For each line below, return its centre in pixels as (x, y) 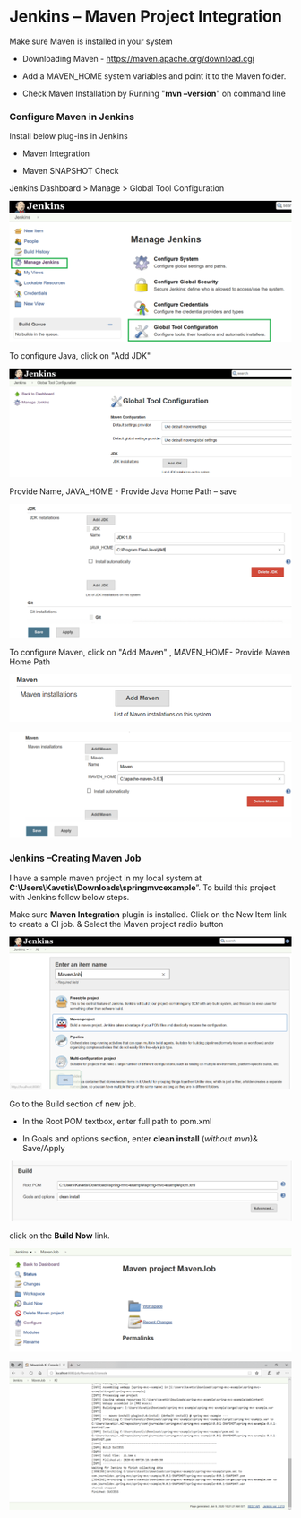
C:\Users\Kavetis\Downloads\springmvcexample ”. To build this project (142, 887)
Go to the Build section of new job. (73, 1104)
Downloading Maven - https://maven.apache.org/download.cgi (138, 58)
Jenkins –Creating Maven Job (75, 858)
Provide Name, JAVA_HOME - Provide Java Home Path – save (123, 491)
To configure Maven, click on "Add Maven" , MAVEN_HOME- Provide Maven (150, 653)
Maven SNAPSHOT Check (70, 171)
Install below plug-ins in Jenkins (69, 136)
